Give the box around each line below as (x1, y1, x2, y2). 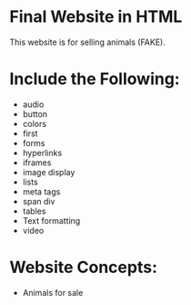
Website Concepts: (9, 258, 157, 278)
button (22, 108, 48, 120)
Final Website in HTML (9, 6, 183, 27)
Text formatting (22, 215, 81, 226)
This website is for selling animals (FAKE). (9, 37, 166, 47)
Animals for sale (22, 287, 84, 298)
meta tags (22, 185, 61, 197)
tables (22, 205, 46, 216)
